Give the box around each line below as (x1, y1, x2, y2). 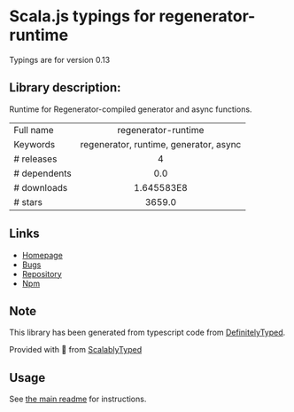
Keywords (13, 138, 56, 150)
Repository (21, 268, 62, 279)
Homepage (21, 250, 64, 260)
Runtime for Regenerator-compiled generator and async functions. (9, 104, 252, 115)
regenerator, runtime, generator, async (80, 138, 242, 150)
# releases (13, 153, 58, 165)
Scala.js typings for (9, 6, 156, 27)
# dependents (13, 167, 73, 179)
